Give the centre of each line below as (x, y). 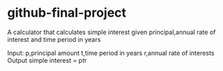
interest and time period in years (54, 39)
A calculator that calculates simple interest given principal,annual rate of (111, 32)
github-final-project (67, 13)
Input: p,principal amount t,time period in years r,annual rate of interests (111, 53)
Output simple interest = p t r (47, 60)
